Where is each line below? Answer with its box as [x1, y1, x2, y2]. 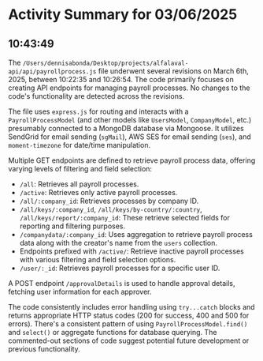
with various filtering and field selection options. [19, 255, 176, 264]
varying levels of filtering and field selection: [8, 164, 152, 173]
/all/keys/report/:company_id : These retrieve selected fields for [19, 213, 231, 222]
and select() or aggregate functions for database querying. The [8, 328, 217, 337]
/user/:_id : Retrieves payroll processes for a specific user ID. [19, 263, 220, 273]
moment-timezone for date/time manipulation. [8, 141, 151, 149]
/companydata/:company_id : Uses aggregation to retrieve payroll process [19, 230, 254, 239]
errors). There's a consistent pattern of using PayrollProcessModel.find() [8, 319, 248, 329]
